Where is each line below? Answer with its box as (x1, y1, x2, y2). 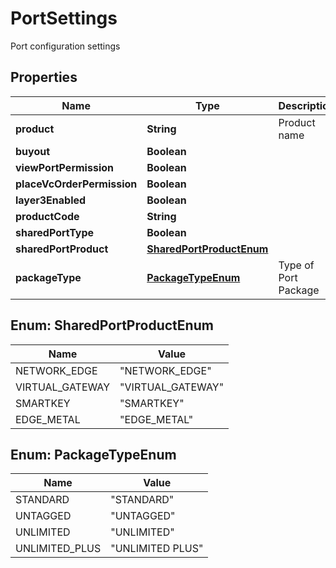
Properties (10, 69, 78, 86)
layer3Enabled (15, 193, 87, 207)
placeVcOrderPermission (15, 177, 138, 191)
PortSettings (10, 7, 118, 30)
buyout (15, 144, 51, 158)
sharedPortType (15, 225, 95, 239)
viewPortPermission (15, 160, 114, 174)
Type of (278, 258, 315, 272)
